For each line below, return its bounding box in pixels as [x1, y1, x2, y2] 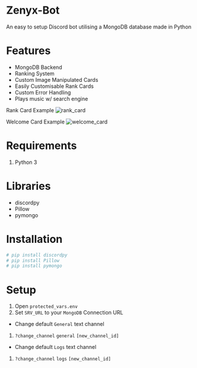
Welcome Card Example [6, 118, 65, 125]
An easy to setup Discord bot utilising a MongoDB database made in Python [6, 23, 192, 30]
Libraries [6, 179, 51, 193]
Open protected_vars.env [14, 303, 78, 310]
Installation [6, 232, 63, 246]
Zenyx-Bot [6, 4, 60, 17]
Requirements [6, 139, 77, 153]
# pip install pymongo [6, 263, 62, 269]
